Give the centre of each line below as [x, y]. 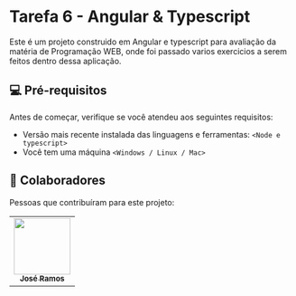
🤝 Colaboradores [58, 181]
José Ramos [42, 279]
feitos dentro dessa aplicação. [65, 61]
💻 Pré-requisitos [58, 91]
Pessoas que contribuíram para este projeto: [92, 202]
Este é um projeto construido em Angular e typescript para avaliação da [143, 42]
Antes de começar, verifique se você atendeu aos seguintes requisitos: [141, 117]
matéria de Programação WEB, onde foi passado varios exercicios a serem [148, 51]
